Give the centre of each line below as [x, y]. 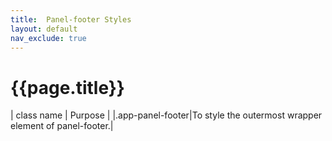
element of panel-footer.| [62, 126]
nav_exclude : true [48, 38]
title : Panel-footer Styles [71, 19]
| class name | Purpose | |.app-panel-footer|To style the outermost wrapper [166, 115]
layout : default [44, 29]
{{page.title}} [67, 87]
